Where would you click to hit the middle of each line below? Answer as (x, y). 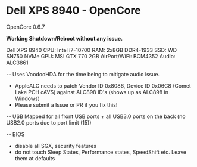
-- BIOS (15, 134)
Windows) (27, 98)
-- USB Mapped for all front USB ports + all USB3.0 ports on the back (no (96, 116)
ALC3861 (17, 63)
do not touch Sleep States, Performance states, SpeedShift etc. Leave (100, 152)
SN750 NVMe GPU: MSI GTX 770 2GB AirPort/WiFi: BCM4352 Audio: (91, 56)
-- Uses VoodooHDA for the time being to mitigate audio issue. (83, 74)
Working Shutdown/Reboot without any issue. (65, 38)
